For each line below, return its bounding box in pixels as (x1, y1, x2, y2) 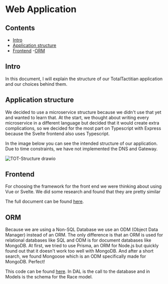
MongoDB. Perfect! (5, 259, 45, 265)
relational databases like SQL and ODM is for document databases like (5, 237, 151, 243)
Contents (5, 24, 35, 32)
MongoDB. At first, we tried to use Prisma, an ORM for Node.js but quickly (5, 243, 159, 249)
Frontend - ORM (12, 48, 45, 53)
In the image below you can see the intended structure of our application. (5, 140, 158, 146)
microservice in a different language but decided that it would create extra (5, 120, 160, 126)
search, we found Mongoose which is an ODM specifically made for (5, 253, 146, 259)
